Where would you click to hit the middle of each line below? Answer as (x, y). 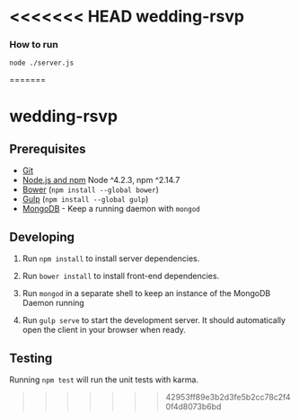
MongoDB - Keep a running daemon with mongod (111, 209)
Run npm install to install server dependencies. (111, 258)
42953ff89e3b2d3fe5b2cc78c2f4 (228, 398)
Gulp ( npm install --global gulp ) (85, 199)
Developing (42, 236)
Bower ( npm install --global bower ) (91, 189)
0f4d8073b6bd (193, 407)
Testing (31, 358)
